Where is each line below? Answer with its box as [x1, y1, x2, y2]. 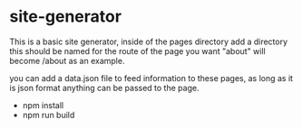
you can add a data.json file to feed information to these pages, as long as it [9, 72, 293, 83]
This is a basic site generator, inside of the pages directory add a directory [9, 36, 288, 47]
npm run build [22, 109, 75, 120]
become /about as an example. [9, 55, 125, 66]
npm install [22, 99, 64, 110]
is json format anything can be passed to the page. [9, 82, 200, 93]
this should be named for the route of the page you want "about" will [9, 45, 266, 56]
